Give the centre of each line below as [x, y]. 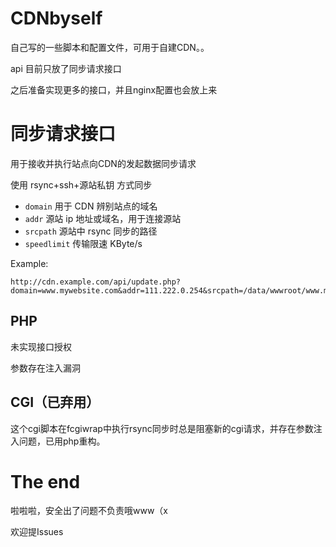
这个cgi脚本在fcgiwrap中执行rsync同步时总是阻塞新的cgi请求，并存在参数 [162, 428]
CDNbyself [56, 18]
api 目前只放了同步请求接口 [66, 68]
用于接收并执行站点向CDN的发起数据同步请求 [103, 163]
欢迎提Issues [37, 532]
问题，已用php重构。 [62, 441]
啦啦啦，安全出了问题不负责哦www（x [89, 511]
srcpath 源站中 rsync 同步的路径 [91, 231]
